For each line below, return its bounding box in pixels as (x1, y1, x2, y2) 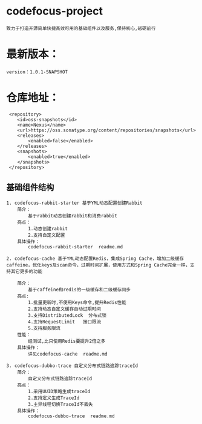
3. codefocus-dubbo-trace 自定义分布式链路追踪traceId (6, 362, 138, 369)
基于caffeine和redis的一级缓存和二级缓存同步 (28, 287, 131, 293)
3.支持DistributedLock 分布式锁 (28, 312, 107, 319)
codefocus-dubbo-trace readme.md (28, 413, 115, 419)
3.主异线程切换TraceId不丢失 (28, 401, 93, 407)
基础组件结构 (6, 182, 54, 193)
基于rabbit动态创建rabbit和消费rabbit (28, 213, 118, 219)
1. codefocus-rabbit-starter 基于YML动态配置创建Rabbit (6, 200, 143, 206)
